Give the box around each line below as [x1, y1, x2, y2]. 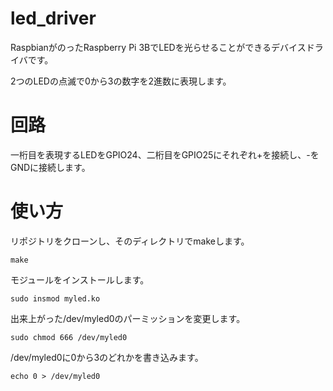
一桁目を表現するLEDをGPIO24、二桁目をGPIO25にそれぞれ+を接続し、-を [10, 148, 320, 161]
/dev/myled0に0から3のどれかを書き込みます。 [10, 351, 204, 363]
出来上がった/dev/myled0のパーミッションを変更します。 [10, 312, 246, 324]
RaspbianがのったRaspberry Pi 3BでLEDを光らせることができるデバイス [10, 41, 307, 53]
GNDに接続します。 [10, 161, 91, 173]
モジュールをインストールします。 [10, 273, 150, 286]
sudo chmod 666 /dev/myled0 [10, 332, 128, 342]
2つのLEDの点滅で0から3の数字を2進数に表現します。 [10, 75, 232, 87]
